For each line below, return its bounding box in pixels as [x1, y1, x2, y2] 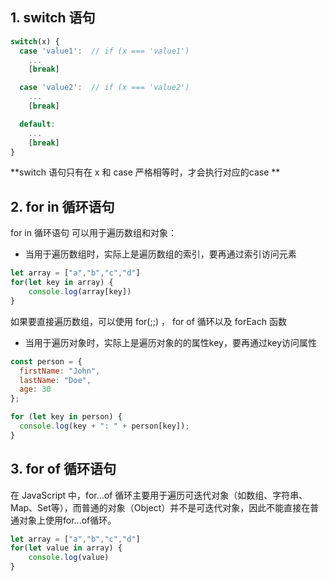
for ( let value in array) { [10, 543, 123, 553]
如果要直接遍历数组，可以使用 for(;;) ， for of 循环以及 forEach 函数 [10, 315, 287, 327]
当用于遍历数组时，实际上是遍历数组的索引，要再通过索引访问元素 [24, 248, 297, 260]
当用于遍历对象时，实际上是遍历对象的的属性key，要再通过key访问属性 [24, 336, 318, 348]
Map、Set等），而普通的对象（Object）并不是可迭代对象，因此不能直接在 [10, 501, 311, 513]
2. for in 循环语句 [10, 198, 115, 215]
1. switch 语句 [10, 9, 96, 27]
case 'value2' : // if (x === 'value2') [19, 83, 190, 93]
